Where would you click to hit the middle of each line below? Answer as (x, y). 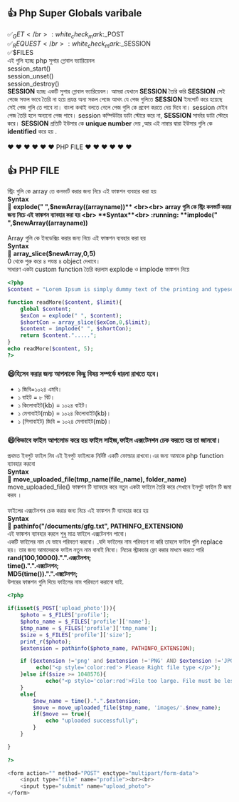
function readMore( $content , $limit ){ (65, 302)
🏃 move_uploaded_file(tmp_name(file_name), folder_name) (97, 479)
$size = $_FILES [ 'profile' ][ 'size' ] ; (76, 635)
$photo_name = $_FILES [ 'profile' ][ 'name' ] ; (86, 622)
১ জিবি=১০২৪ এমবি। (40, 390)
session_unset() (31, 76)
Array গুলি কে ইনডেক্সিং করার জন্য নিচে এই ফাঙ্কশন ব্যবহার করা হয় (76, 238)
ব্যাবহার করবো (21, 464)
